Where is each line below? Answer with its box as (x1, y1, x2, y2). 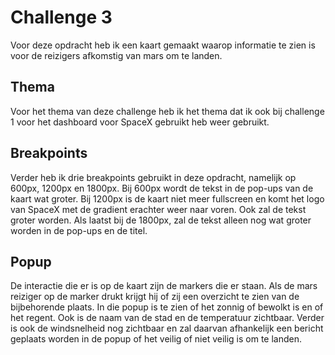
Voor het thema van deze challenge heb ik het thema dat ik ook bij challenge (10, 105, 325, 117)
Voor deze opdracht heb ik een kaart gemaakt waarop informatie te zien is (10, 39, 316, 51)
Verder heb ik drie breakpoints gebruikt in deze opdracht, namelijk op (10, 171, 297, 183)
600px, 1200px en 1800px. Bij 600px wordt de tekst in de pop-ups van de (10, 182, 314, 194)
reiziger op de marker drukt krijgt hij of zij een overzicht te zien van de (10, 291, 300, 303)
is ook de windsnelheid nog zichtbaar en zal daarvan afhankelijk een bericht (10, 322, 324, 335)
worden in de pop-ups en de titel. (10, 224, 148, 236)
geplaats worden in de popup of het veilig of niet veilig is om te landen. (10, 333, 303, 345)
